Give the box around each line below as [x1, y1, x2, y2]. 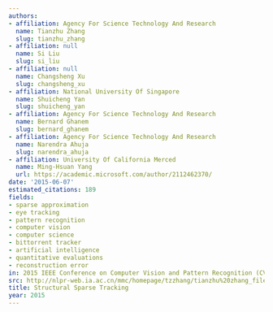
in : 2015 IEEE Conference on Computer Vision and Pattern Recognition [8, 269, 253, 277]
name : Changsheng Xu [15, 72, 85, 80]
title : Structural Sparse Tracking [8, 284, 129, 292]
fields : [8, 193, 35, 201]
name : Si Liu [15, 50, 60, 58]
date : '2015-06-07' [8, 178, 75, 187]
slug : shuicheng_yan [15, 102, 85, 110]
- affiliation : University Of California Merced [8, 155, 176, 163]
